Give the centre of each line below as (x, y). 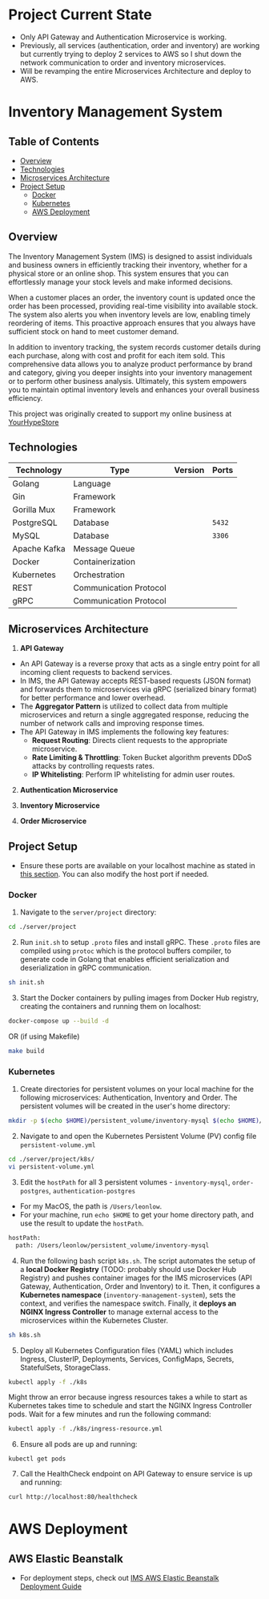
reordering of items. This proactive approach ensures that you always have (132, 323)
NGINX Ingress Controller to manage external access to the (119, 1311)
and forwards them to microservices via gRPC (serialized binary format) (139, 689)
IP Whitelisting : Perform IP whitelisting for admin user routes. (133, 774)
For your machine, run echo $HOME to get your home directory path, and (137, 1214)
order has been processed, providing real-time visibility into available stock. (133, 305)
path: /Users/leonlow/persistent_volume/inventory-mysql (112, 1245)
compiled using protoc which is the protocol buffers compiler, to (126, 951)
